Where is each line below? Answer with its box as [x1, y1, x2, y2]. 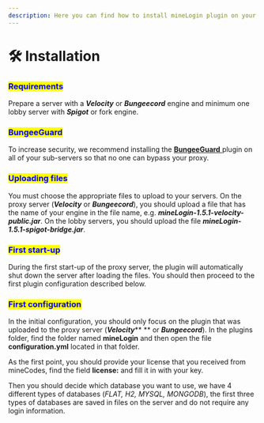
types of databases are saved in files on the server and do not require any [8, 398, 249, 407]
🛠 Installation [8, 47, 100, 65]
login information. [8, 406, 66, 416]
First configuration [8, 298, 81, 309]
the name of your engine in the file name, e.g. [8, 207, 157, 217]
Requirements [8, 81, 64, 92]
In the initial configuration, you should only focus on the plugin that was [8, 317, 241, 327]
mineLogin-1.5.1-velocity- [157, 207, 244, 217]
